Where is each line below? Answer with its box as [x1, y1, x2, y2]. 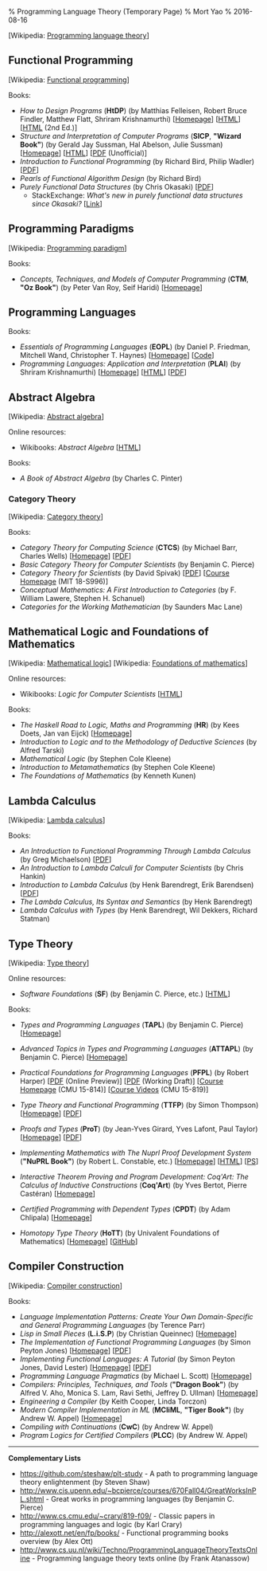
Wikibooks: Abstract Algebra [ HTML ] [19, 442, 141, 453]
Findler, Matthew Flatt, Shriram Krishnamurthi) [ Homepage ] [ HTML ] [19, 114, 241, 124]
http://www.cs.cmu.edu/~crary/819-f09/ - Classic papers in [19, 1510, 215, 1521]
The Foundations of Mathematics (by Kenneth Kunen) [19, 771, 196, 780]
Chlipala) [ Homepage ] [19, 1212, 93, 1222]
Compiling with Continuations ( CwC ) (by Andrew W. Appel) [19, 1422, 214, 1432]
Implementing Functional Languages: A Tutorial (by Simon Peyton [19, 1354, 236, 1364]
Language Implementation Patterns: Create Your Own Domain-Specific [19, 1311, 253, 1322]
